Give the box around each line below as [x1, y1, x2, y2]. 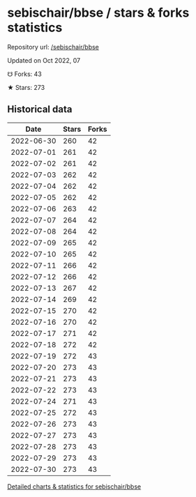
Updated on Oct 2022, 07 [7, 56, 81, 64]
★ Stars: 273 [7, 83, 45, 91]
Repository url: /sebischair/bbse [7, 43, 100, 51]
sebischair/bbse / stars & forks [7, 5, 190, 21]
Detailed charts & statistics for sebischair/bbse [7, 482, 142, 491]
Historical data [7, 103, 73, 116]
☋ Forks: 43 [7, 70, 42, 78]
